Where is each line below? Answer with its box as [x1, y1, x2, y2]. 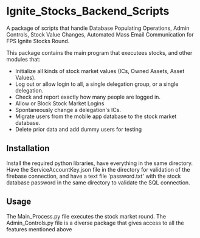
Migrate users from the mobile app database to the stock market [15, 113, 177, 120]
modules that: [6, 55, 41, 63]
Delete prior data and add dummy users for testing [15, 125, 142, 133]
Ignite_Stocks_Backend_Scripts [6, 4, 170, 18]
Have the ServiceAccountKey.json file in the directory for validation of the [6, 166, 190, 173]
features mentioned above [6, 225, 72, 233]
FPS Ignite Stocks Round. [6, 37, 70, 44]
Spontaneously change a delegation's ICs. [15, 106, 122, 113]
